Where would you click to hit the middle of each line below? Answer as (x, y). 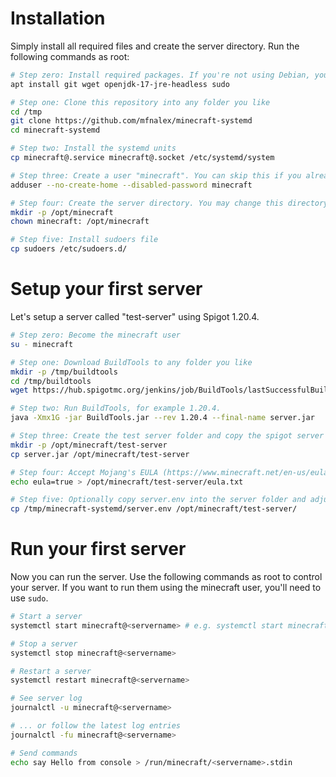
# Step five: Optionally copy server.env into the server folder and (158, 500)
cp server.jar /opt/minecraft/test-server (100, 454)
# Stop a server (44, 643)
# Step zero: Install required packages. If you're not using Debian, (160, 75)
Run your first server (98, 549)
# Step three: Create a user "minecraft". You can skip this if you (156, 175)
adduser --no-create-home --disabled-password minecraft (131, 185)
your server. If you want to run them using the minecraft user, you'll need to (166, 588)
